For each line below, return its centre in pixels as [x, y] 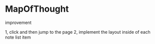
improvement [18, 22]
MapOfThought [37, 9]
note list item [18, 37]
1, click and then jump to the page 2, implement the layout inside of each [78, 32]
